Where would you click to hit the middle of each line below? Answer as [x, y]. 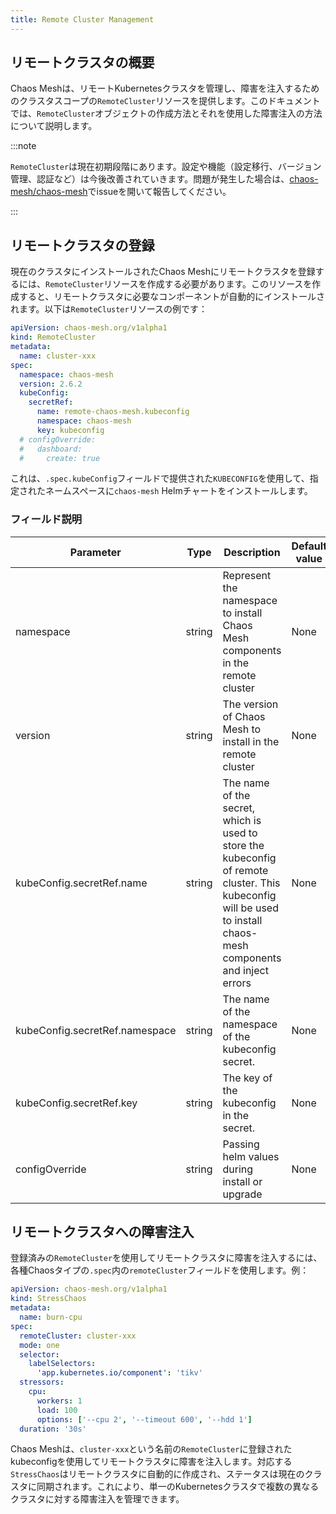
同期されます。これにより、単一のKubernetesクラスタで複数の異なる [178, 1487]
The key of [247, 1078]
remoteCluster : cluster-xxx [78, 1336]
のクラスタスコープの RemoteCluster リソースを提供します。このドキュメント [165, 101]
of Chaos [244, 716]
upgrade [242, 1194]
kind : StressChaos [48, 1299]
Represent [247, 575]
